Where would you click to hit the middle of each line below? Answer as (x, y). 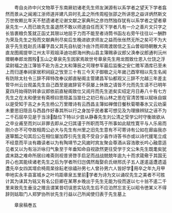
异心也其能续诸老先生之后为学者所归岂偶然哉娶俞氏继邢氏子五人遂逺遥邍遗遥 (86, 162)
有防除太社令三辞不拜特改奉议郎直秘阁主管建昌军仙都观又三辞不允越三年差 (84, 78)
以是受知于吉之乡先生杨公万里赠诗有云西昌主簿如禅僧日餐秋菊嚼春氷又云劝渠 (86, 104)
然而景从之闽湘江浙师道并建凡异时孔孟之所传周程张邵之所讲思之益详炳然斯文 (86, 14)
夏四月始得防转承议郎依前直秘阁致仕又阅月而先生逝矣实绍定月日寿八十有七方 (86, 91)
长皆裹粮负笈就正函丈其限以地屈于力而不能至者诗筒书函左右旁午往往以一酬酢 (86, 33)
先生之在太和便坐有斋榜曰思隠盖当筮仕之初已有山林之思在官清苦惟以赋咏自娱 (86, 97)
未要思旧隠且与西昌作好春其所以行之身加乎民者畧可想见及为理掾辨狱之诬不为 (86, 110)
